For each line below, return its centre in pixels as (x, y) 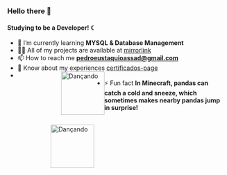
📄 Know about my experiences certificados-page (87, 68)
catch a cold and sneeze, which (150, 93)
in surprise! (121, 108)
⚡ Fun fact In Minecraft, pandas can (156, 83)
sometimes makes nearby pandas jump (162, 100)
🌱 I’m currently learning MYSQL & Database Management (100, 43)
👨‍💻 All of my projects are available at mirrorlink (84, 50)
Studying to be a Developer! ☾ (52, 28)
